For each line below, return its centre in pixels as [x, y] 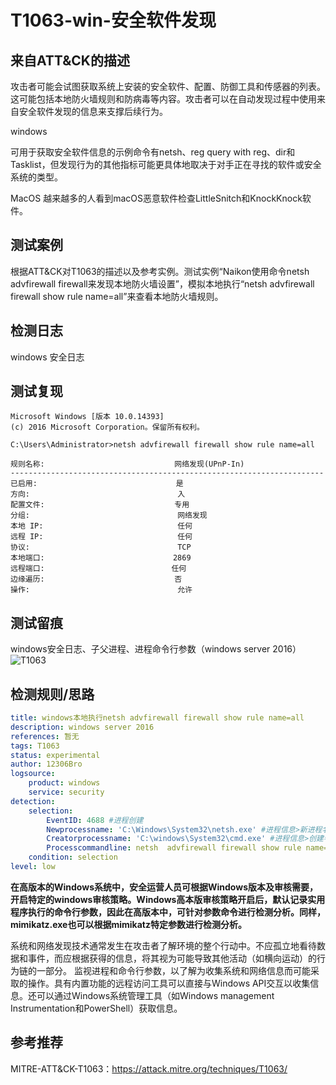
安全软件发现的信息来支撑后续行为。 [93, 111]
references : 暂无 [45, 736]
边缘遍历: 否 [96, 579]
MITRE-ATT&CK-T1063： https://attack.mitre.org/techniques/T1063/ [149, 1068]
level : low [33, 867]
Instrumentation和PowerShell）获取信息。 [96, 1008]
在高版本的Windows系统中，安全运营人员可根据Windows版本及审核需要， [164, 887]
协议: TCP [101, 547]
